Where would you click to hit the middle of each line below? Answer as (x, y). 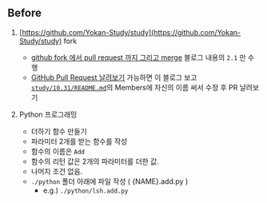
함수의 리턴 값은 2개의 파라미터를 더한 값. (95, 161)
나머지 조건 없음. (57, 171)
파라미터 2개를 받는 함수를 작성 (79, 141)
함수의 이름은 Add (58, 151)
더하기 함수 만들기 (59, 131)
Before (24, 13)
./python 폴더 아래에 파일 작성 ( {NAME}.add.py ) (110, 181)
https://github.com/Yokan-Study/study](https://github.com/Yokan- (132, 32)
